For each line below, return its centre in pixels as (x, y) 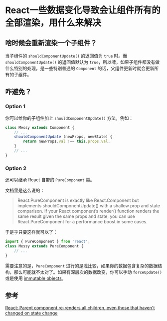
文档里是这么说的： (25, 190)
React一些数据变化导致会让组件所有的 (83, 10)
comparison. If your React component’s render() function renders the (88, 211)
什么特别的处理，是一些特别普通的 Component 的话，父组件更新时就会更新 (80, 68)
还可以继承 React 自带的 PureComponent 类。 (50, 180)
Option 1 (15, 107)
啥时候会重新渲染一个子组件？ (51, 43)
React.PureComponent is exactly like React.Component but (78, 200)
